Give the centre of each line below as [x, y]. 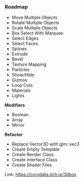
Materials [21, 91]
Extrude [20, 54]
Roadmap [16, 7]
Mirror [18, 125]
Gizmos [19, 80]
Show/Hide [23, 75]
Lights [18, 96]
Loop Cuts [22, 85]
